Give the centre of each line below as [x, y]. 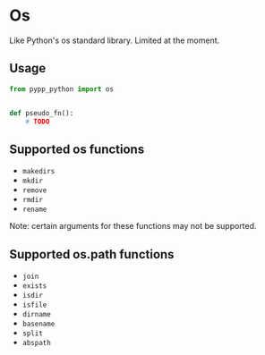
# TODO [38, 122]
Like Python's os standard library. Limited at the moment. [115, 40]
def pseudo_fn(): [42, 113]
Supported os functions [77, 149]
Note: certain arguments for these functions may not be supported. [133, 226]
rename [34, 210]
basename [38, 324]
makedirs [38, 172]
